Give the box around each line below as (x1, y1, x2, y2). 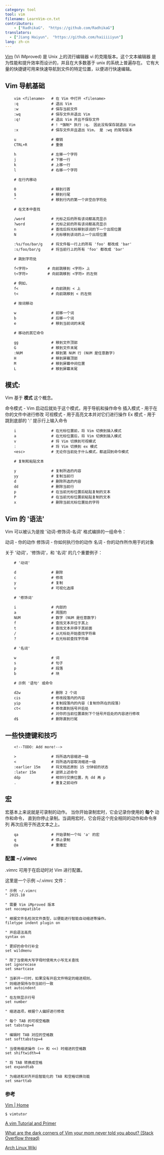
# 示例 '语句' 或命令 (14, 681, 53, 686)
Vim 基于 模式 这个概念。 (5, 395, 55, 401)
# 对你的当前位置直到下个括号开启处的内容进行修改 (51, 711, 140, 716)
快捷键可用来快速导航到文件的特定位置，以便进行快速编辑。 (13, 66, 134, 72)
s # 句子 (14, 661, 63, 666)
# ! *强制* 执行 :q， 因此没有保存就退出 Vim (51, 122, 136, 127)
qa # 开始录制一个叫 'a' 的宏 (14, 832, 100, 837)
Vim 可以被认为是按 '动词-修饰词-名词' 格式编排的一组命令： (5, 529, 127, 535)
